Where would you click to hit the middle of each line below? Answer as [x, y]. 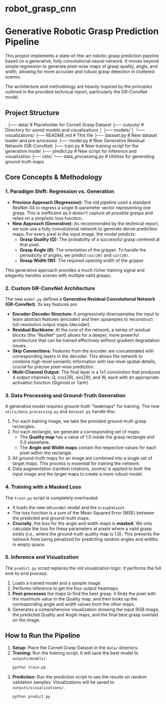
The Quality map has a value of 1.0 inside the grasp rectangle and [87, 437]
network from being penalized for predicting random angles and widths [85, 539]
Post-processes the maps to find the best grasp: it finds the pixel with [84, 593]
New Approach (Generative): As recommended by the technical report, [86, 223]
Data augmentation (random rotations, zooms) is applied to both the [82, 469]
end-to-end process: [27, 573]
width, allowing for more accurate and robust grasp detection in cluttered [80, 72]
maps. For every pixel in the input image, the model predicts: [74, 234]
